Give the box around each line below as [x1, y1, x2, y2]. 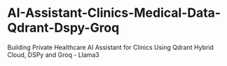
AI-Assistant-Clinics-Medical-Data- [7, 5, 221, 21]
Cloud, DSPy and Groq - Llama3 [7, 51, 100, 59]
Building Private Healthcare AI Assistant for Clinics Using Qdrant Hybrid [7, 43, 214, 51]
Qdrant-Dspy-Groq [7, 20, 120, 36]
